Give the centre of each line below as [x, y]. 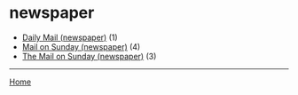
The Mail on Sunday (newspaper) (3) [89, 56]
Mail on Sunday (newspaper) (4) [81, 46]
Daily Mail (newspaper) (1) [70, 37]
